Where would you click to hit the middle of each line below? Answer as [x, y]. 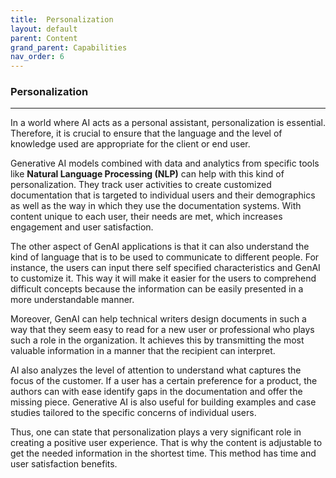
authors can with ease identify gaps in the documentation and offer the [156, 392]
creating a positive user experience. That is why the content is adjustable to [166, 443]
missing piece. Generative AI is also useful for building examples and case [163, 402]
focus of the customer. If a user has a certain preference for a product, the [164, 381]
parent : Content [44, 38]
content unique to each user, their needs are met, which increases [146, 217]
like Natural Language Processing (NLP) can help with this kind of [147, 174]
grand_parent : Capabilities [69, 47]
